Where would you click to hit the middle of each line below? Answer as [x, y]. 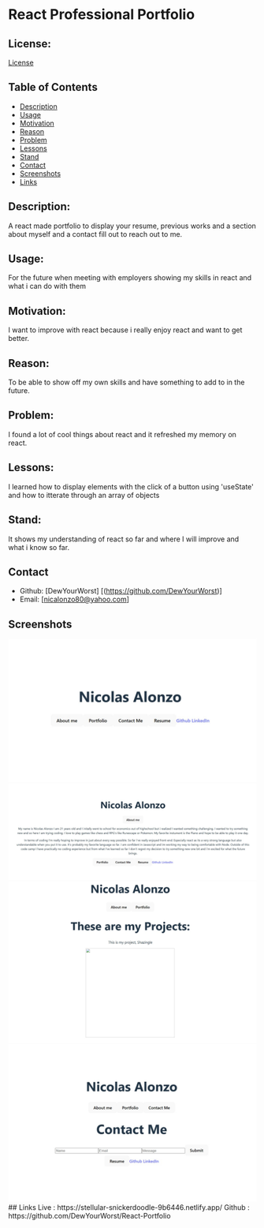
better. [19, 339]
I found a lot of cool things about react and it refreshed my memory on [122, 434]
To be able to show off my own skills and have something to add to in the [126, 382]
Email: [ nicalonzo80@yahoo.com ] [74, 599]
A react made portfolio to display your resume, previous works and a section [132, 226]
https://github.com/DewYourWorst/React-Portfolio [89, 1215]
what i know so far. [39, 547]
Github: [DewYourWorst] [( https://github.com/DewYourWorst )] [121, 591]
